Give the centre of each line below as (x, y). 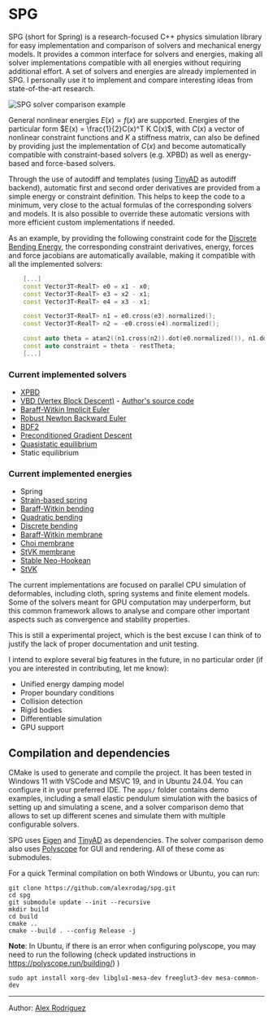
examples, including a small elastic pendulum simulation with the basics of (133, 799)
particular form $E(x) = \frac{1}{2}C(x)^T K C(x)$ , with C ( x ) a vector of (127, 129)
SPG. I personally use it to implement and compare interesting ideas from (131, 80)
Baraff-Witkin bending (57, 508)
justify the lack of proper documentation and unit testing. (104, 644)
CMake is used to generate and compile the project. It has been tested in (130, 773)
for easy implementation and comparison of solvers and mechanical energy (135, 45)
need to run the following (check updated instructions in (102, 955)
